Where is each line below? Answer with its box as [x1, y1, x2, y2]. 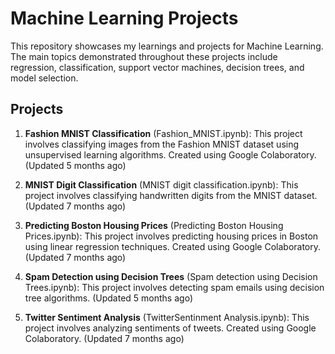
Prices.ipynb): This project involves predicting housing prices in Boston [24, 230, 319, 242]
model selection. [10, 72, 79, 84]
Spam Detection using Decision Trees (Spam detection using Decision [24, 270, 318, 282]
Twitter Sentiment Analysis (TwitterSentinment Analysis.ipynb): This [24, 311, 310, 323]
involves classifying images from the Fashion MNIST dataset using [24, 138, 300, 150]
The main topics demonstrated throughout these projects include [10, 50, 278, 62]
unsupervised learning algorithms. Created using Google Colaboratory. [24, 148, 317, 161]
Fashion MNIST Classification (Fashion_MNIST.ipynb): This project [24, 127, 303, 139]
